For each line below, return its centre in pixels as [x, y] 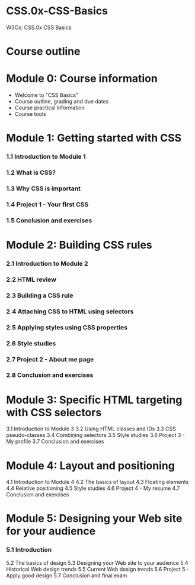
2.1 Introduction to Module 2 [47, 263]
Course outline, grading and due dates [62, 102]
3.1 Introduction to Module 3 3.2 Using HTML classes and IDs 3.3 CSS [91, 429]
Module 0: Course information [82, 79]
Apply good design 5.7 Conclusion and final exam [67, 575]
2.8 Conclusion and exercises [50, 375]
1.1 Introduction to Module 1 [46, 157]
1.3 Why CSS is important [44, 188]
